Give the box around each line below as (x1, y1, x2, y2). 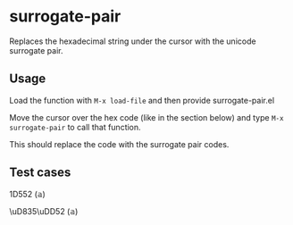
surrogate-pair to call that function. (9, 121, 141, 132)
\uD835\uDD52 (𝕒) (9, 205, 79, 216)
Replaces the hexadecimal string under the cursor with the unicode (9, 36, 256, 46)
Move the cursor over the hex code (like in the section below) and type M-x (9, 112, 284, 122)
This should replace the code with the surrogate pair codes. (9, 138, 230, 149)
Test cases (9, 165, 71, 180)
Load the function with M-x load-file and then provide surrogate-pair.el (9, 95, 275, 105)
